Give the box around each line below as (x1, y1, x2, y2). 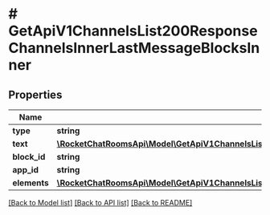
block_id (12, 152, 46, 162)
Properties (8, 87, 63, 101)
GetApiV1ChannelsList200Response (8, 22, 259, 40)
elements (12, 177, 50, 189)
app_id (12, 164, 39, 175)
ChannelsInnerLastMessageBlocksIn (8, 39, 260, 57)
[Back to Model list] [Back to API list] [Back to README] (8, 198, 193, 207)
